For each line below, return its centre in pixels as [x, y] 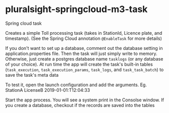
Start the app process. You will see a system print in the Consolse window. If [85, 100]
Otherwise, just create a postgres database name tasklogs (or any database [84, 59]
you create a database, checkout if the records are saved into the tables [80, 105]
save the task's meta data [32, 75]
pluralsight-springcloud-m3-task [76, 9]
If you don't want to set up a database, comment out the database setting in [84, 48]
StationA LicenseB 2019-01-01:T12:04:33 [48, 90]
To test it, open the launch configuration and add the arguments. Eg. [76, 85]
